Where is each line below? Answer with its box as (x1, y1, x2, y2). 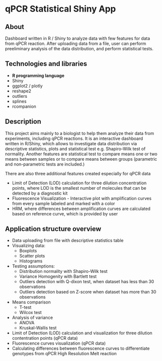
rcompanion (12, 103, 36, 109)
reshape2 (12, 88, 32, 94)
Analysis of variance (12, 315, 53, 320)
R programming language (12, 73, 65, 78)
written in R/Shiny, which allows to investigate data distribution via (5, 140, 137, 146)
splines (12, 98, 27, 104)
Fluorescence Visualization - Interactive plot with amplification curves (12, 195, 152, 201)
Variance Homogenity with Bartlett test (19, 273, 97, 279)
